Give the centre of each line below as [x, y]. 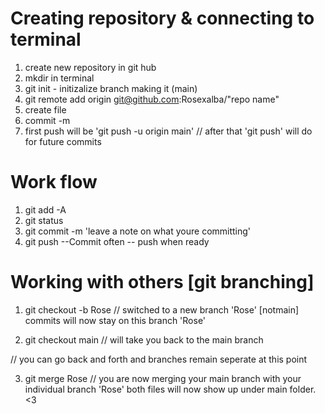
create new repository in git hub [90, 67]
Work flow [54, 182]
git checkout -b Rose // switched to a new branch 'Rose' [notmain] [162, 309]
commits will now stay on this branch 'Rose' [115, 320]
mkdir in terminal [59, 78]
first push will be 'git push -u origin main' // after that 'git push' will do [168, 131]
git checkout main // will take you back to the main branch [144, 339]
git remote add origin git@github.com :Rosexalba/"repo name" [152, 99]
